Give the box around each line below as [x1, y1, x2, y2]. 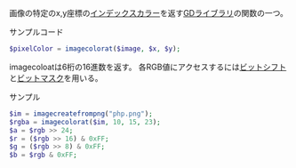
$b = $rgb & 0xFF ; [9, 150, 77, 160]
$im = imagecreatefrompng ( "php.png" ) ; [9, 109, 153, 118]
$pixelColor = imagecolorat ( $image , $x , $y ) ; [9, 44, 180, 53]
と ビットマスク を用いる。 [9, 72, 103, 83]
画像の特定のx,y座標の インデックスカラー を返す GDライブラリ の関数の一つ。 [9, 8, 289, 18]
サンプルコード [9, 27, 64, 37]
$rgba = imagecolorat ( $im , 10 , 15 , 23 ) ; [9, 117, 162, 126]
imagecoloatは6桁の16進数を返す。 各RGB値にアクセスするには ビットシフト [9, 61, 287, 72]
